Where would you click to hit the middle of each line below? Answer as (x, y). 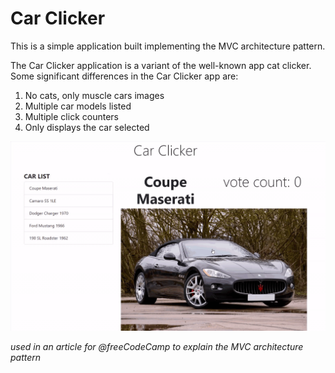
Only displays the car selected (87, 127)
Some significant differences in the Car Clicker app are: (124, 76)
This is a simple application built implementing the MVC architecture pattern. (168, 46)
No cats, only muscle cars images (94, 95)
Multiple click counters (71, 116)
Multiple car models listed (78, 106)
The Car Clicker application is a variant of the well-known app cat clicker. (161, 65)
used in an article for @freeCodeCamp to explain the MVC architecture (157, 347)
